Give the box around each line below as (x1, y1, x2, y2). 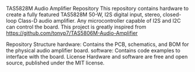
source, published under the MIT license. (6, 59, 105, 66)
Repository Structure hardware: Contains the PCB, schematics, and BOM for (6, 41, 189, 48)
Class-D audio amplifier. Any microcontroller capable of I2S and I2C (18, 17, 181, 24)
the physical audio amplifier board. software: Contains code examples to (6, 47, 181, 54)
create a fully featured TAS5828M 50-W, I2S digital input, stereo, (6, 11, 162, 18)
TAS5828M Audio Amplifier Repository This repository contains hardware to (6, 5, 189, 12)
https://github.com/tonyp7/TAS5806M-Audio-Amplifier (6, 30, 138, 37)
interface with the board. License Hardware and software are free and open (6, 53, 188, 60)
